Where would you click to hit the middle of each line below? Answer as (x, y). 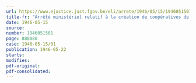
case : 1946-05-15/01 (31, 44)
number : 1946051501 (30, 33)
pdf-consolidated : (28, 71)
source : (15, 28)
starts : (15, 55)
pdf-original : (23, 66)
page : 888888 (22, 39)
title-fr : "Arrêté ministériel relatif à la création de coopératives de (98, 17)
